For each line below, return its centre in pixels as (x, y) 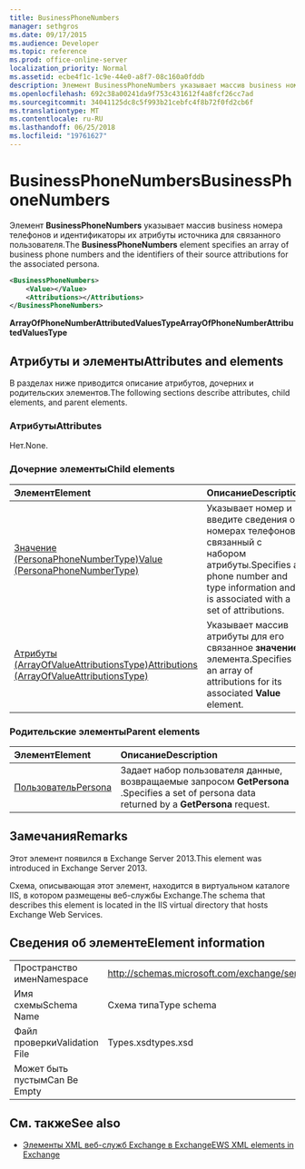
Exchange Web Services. (56, 914)
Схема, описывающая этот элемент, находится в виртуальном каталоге (150, 885)
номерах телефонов (251, 530)
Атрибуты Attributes (56, 426)
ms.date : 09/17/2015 (49, 34)
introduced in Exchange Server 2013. (79, 868)
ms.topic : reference (49, 52)
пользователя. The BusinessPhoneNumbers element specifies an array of (149, 244)
